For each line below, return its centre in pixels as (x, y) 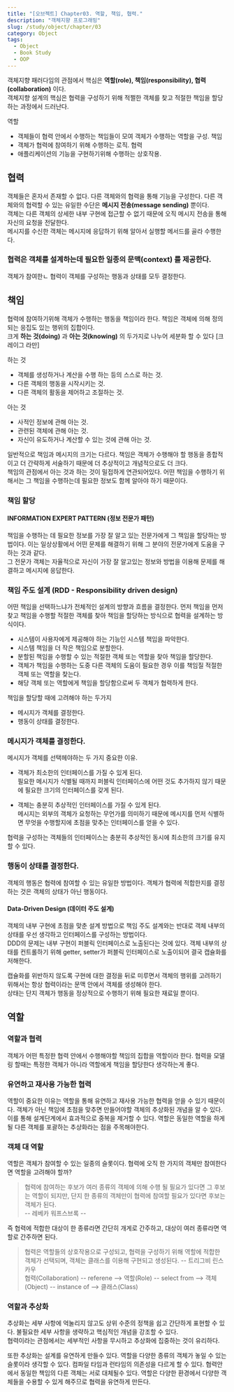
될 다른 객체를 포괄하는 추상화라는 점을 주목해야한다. (78, 1127)
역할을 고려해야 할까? (43, 1172)
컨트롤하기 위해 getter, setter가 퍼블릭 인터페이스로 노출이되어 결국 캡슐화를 (123, 952)
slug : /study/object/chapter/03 (54, 27)
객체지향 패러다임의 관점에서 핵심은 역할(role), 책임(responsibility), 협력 (107, 80)
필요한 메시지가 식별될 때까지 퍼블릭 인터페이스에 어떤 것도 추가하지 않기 (115, 781)
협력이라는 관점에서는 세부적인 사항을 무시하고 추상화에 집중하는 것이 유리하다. (114, 1341)
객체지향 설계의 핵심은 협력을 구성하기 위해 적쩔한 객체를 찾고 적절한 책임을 (109, 97)
